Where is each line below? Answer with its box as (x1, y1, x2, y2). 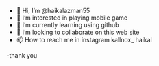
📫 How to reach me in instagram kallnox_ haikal (16, 36, 152, 44)
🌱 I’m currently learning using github (16, 21, 119, 29)
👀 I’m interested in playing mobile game (16, 14, 128, 22)
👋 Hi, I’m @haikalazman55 (16, 7, 90, 14)
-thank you (6, 52, 38, 59)
